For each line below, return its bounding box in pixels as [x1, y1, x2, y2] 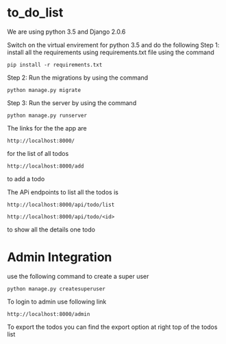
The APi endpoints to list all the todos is [7, 187, 118, 196]
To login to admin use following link [7, 297, 107, 306]
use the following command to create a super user [7, 272, 149, 280]
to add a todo [7, 174, 45, 183]
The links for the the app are [7, 124, 87, 132]
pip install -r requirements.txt [7, 61, 103, 68]
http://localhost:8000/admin [7, 310, 90, 317]
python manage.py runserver [7, 112, 88, 119]
